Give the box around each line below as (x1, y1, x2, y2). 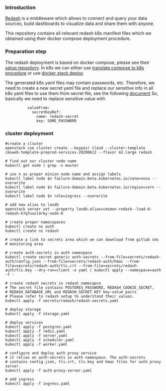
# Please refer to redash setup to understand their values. (5, 294, 135, 299)
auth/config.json (5, 259, 41, 264)
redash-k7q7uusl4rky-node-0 (5, 211, 64, 216)
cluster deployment (5, 130, 54, 137)
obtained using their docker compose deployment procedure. (5, 35, 131, 41)
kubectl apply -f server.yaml (5, 333, 68, 338)
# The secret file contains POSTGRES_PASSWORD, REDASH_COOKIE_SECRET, (5, 285, 155, 290)
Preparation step (5, 48, 47, 55)
